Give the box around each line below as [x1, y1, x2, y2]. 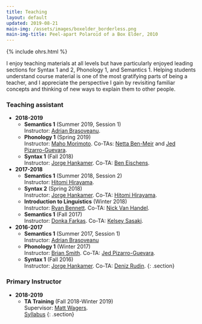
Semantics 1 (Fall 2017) [24, 211, 83, 218]
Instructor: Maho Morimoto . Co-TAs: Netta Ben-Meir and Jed [24, 140, 176, 147]
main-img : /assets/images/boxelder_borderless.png [6, 25, 137, 32]
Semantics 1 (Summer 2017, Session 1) [24, 230, 121, 237]
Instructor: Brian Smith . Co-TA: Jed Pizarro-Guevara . [24, 250, 155, 257]
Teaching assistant [6, 101, 64, 109]
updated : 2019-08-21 [6, 20, 59, 26]
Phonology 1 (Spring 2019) [24, 134, 91, 141]
